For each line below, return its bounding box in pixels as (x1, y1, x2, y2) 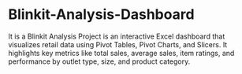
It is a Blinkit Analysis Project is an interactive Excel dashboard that (8, 31, 225, 41)
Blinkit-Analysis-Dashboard (8, 6, 195, 24)
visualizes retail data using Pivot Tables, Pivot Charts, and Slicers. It (8, 39, 228, 49)
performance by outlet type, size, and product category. (8, 57, 191, 66)
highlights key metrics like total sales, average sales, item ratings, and (8, 48, 235, 57)
